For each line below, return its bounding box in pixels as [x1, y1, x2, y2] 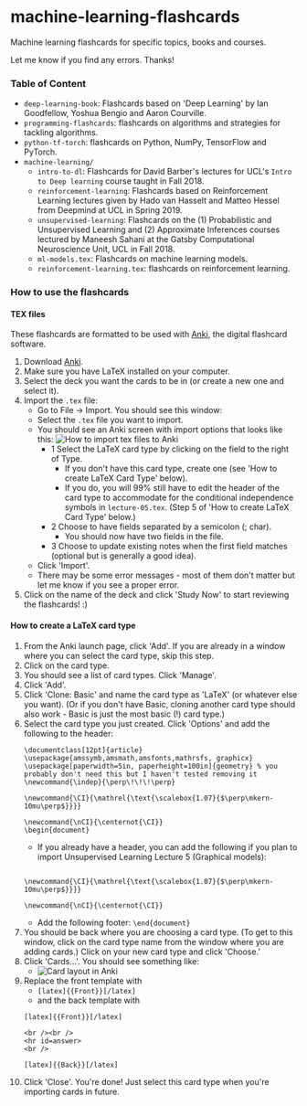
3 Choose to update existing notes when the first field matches [50, 541, 288, 552]
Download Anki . [23, 356, 84, 367]
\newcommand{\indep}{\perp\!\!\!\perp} [23, 777, 176, 787]
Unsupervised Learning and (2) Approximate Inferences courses [37, 224, 281, 235]
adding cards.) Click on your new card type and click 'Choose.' [23, 946, 261, 957]
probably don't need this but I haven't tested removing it [23, 770, 258, 779]
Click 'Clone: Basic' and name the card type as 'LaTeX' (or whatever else [23, 688, 298, 700]
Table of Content [10, 77, 87, 90]
